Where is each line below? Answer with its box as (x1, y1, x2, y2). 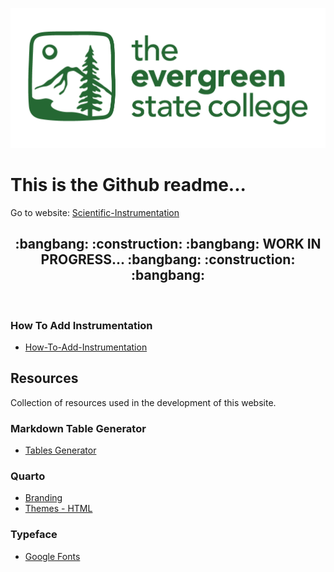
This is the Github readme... (10, 174, 247, 197)
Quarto (10, 469, 46, 483)
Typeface (10, 528, 58, 542)
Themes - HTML (24, 503, 93, 515)
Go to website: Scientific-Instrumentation (10, 206, 180, 218)
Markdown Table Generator (10, 421, 147, 435)
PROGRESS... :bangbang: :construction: (40, 251, 296, 268)
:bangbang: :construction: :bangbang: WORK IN (14, 236, 322, 253)
